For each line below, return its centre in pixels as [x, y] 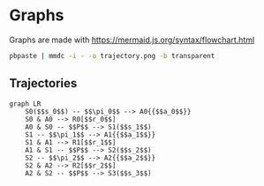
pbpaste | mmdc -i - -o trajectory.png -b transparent [112, 56]
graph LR [25, 104]
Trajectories [43, 83]
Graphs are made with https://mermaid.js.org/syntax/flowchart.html [132, 40]
